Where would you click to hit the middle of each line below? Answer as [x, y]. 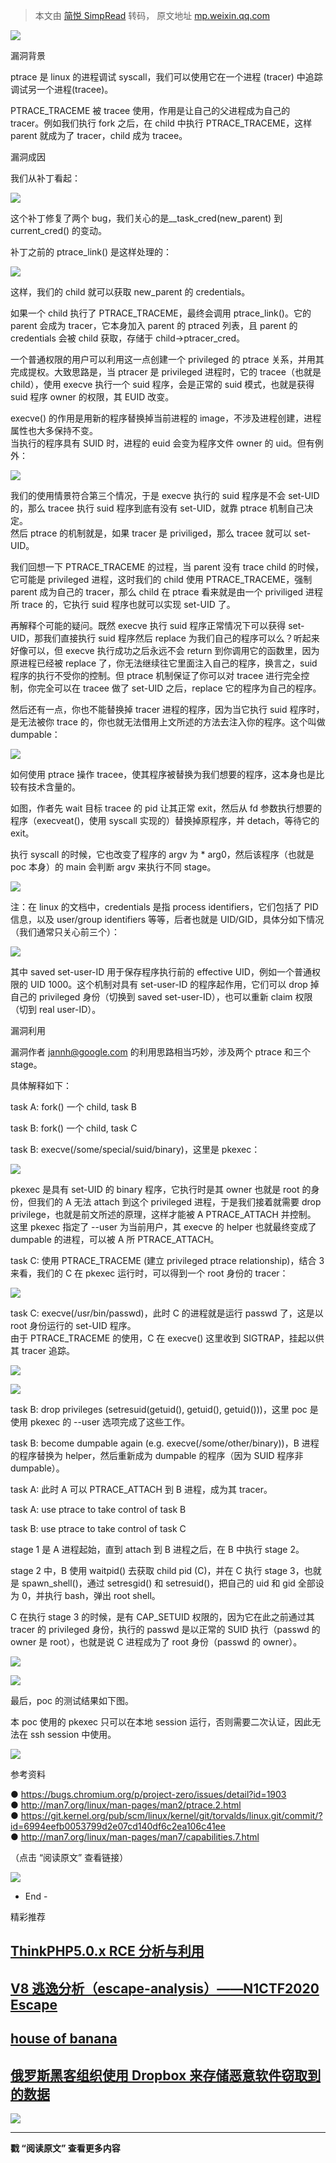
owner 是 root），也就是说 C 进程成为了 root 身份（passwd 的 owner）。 [156, 1642]
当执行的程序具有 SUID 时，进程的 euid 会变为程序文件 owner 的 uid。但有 [162, 443]
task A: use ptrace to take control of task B [98, 1509]
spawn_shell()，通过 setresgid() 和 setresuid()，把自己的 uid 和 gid [158, 1583]
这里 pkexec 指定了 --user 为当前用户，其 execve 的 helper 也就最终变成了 [163, 1227]
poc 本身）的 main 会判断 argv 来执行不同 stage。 [113, 867]
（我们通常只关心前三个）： [65, 932]
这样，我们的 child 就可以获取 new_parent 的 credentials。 [130, 292]
